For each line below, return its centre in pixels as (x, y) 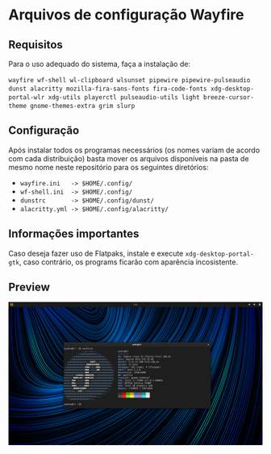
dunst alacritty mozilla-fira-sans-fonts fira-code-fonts (108, 89)
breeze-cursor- (228, 98)
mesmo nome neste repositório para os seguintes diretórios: (108, 167)
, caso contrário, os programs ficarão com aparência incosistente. (129, 262)
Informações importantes (74, 234)
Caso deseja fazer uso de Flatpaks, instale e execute (96, 253)
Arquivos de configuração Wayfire (126, 15)
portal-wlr (27, 98)
